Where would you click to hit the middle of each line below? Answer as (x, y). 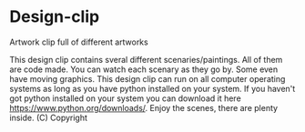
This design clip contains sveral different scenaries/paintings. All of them (146, 59)
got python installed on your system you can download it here (125, 98)
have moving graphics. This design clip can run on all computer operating (147, 78)
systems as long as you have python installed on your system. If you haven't (152, 88)
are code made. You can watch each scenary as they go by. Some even (144, 69)
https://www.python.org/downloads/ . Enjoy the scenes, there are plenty (144, 107)
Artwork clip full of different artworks (79, 42)
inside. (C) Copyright (49, 117)
